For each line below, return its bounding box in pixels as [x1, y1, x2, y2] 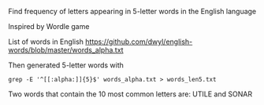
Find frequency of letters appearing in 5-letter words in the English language [8, 7, 257, 16]
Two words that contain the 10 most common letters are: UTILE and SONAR [8, 89, 253, 99]
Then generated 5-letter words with [8, 60, 125, 70]
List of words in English [8, 37, 84, 46]
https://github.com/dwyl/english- [85, 37, 193, 46]
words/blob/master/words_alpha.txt [8, 45, 124, 54]
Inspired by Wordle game [8, 22, 90, 31]
